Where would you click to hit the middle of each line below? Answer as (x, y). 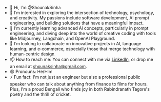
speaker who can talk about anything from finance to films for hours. (79, 84)
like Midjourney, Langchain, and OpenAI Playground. (62, 38)
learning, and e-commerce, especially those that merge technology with (82, 49)
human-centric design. (33, 54)
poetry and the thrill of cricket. (40, 94)
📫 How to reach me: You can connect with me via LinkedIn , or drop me (81, 59)
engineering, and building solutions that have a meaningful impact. (77, 23)
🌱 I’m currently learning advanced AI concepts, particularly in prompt (79, 28)
